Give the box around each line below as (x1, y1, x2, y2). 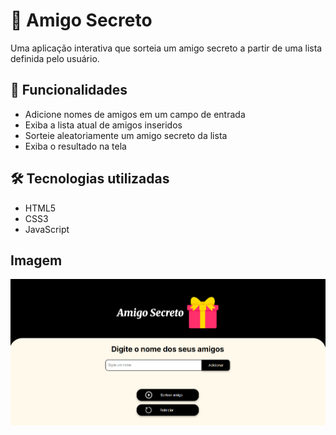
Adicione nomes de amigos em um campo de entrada (24, 108, 246, 120)
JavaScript (24, 223, 70, 235)
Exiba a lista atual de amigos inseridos (24, 119, 183, 131)
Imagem (10, 252, 63, 269)
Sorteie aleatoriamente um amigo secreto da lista (24, 129, 228, 141)
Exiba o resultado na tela (24, 140, 127, 152)
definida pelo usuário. (10, 52, 100, 64)
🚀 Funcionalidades (10, 82, 128, 99)
